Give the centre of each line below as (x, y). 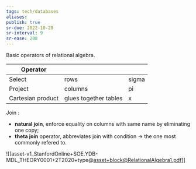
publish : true (23, 22)
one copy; (27, 130)
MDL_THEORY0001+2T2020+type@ (50, 160)
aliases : (17, 17)
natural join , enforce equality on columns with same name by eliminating (102, 124)
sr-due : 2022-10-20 (30, 28)
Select (18, 79)
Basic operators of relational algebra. (51, 55)
